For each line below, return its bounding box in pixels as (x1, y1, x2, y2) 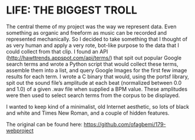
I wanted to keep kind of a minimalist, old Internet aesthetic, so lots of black (6, 103, 190, 110)
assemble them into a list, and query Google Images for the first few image (6, 66, 187, 74)
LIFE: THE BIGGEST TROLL (6, 4, 137, 17)
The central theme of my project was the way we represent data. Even (6, 23, 177, 30)
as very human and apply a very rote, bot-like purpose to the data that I (6, 42, 180, 49)
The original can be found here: (6, 121, 82, 128)
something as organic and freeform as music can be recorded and (6, 29, 167, 36)
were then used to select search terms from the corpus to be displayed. (6, 92, 180, 99)
